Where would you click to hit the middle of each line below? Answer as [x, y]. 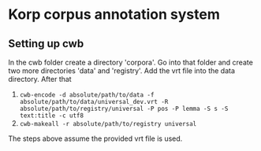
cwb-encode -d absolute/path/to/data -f [87, 95]
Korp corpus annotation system [114, 15]
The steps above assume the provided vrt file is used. [95, 138]
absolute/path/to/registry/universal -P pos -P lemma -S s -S [124, 109]
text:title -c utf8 [52, 116]
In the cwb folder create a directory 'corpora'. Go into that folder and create [131, 62]
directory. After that [40, 79]
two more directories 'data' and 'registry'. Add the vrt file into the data [121, 71]
